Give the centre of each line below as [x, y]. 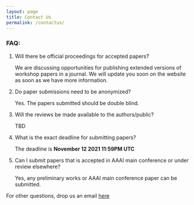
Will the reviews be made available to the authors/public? [84, 114]
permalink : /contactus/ [35, 22]
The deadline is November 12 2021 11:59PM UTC [75, 149]
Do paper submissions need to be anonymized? [73, 92]
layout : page [22, 12]
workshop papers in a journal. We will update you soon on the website [100, 74]
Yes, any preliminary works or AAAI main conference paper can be [96, 178]
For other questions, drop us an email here [58, 196]
